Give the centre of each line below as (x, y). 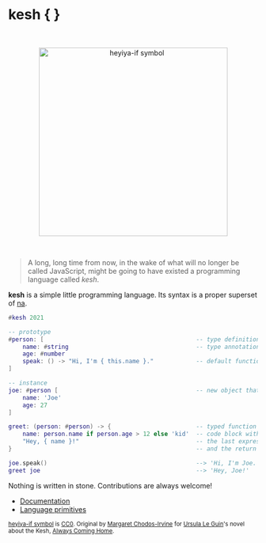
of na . (18, 303)
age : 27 (35, 405)
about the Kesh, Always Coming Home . (61, 531)
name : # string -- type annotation (141, 347)
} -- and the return (133, 449)
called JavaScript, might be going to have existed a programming (134, 271)
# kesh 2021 (26, 317)
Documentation (45, 501)
